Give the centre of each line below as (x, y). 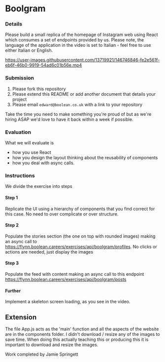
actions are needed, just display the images (49, 252)
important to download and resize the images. (52, 345)
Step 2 (12, 225)
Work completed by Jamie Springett (42, 354)
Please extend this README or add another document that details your (84, 94)
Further (13, 290)
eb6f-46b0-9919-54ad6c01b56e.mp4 (44, 65)
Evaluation (18, 132)
